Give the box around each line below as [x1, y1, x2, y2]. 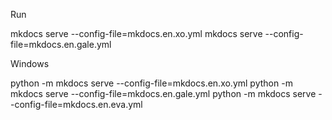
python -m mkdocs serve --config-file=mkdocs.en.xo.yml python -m [10, 77, 293, 89]
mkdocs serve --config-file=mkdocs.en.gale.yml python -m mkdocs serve [10, 88, 317, 99]
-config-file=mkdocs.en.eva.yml [10, 99, 143, 110]
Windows [10, 58, 50, 69]
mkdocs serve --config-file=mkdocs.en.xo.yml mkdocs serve [10, 28, 263, 39]
